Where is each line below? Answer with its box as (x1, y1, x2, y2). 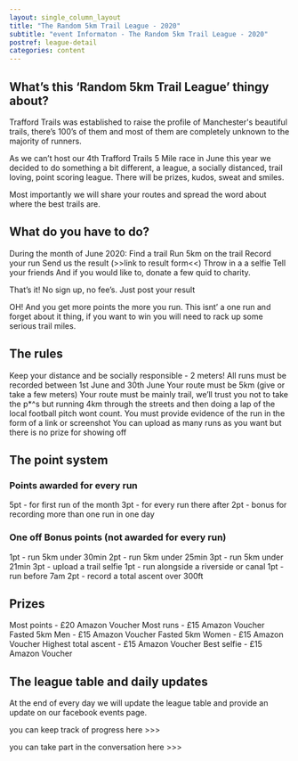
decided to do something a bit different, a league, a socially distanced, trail (9, 162, 283, 173)
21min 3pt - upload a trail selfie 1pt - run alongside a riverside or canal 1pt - (9, 561, 285, 571)
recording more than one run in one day (9, 509, 156, 520)
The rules (9, 347, 64, 362)
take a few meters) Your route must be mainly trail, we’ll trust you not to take (9, 389, 289, 399)
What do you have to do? (9, 225, 149, 240)
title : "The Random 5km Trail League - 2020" (9, 21, 181, 30)
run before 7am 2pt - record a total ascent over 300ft (9, 570, 204, 581)
